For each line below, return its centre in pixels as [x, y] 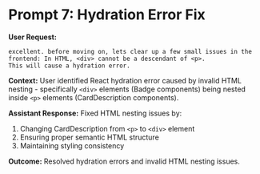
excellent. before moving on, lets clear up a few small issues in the [130, 51]
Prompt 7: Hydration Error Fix [107, 15]
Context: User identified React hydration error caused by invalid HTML [125, 80]
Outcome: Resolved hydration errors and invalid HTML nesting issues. [124, 161]
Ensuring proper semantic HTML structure [90, 137]
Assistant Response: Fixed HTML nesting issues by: [95, 113]
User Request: [33, 37]
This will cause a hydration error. [69, 66]
